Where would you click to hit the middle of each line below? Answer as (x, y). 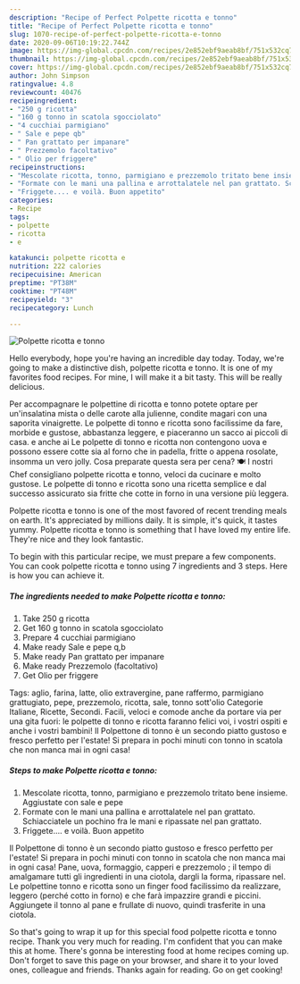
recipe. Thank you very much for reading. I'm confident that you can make (146, 942)
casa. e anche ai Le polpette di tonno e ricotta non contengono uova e (138, 442)
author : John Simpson (50, 76)
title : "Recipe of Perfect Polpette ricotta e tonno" (112, 26)
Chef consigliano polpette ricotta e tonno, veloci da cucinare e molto (135, 475)
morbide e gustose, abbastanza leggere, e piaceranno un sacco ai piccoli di (149, 433)
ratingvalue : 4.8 (42, 84)
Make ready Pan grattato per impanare (93, 657)
